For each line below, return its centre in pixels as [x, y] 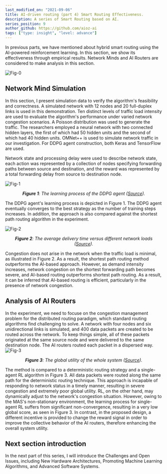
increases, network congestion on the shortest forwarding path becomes [80, 269]
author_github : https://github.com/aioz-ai [51, 28]
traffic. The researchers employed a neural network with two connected [79, 127]
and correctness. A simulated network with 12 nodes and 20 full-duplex [79, 106]
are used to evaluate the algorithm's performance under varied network [79, 116]
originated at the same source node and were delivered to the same [75, 339]
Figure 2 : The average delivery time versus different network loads [84, 238]
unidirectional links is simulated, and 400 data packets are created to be [79, 329]
